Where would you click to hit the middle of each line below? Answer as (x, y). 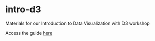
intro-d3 (23, 9)
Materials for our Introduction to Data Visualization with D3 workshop (77, 23)
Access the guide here (29, 33)
